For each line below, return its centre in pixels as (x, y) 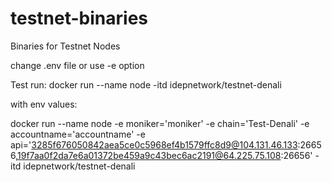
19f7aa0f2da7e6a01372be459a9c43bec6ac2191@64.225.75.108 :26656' (165, 155)
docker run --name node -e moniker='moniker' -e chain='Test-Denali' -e (160, 123)
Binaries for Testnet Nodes (65, 46)
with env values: (44, 104)
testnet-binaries (79, 18)
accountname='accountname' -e (78, 134)
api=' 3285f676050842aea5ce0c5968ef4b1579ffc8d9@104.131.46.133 (154, 144)
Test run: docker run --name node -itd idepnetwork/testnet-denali (146, 84)
